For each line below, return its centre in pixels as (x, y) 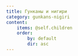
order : (25, 33)
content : (17, 22)
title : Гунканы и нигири (37, 11)
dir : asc (38, 44)
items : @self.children (45, 28)
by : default (42, 38)
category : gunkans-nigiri (38, 17)
